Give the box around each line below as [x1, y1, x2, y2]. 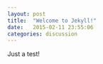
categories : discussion [7, 30, 78, 38]
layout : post [7, 10, 46, 18]
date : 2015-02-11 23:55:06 [7, 23, 94, 31]
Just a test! [7, 50, 40, 58]
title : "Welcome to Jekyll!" [7, 17, 97, 24]
